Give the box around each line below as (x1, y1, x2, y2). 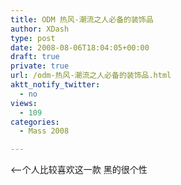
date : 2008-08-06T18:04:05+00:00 (10, 42, 150, 53)
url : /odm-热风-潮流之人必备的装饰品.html (10, 71, 172, 81)
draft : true (10, 52, 60, 62)
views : (10, 98, 38, 108)
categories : (10, 117, 60, 127)
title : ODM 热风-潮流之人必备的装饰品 (10, 14, 154, 25)
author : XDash (10, 24, 70, 34)
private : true (10, 61, 70, 71)
